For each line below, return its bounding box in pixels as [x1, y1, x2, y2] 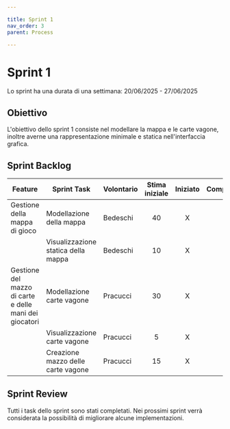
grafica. [7, 140, 29, 148]
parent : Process [7, 29, 53, 36]
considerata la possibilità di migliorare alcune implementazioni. [7, 413, 184, 422]
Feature [12, 184, 38, 194]
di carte [10, 291, 36, 301]
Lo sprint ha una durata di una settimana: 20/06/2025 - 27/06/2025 [7, 87, 199, 95]
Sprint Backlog [7, 159, 72, 172]
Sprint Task [52, 184, 91, 194]
